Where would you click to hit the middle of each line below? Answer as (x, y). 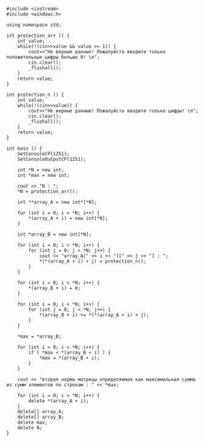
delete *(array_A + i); (59, 401)
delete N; (30, 428)
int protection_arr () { (38, 36)
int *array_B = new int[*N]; (55, 235)
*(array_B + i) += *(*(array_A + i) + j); (94, 315)
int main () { (25, 149)
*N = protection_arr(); (48, 192)
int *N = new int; (41, 170)
